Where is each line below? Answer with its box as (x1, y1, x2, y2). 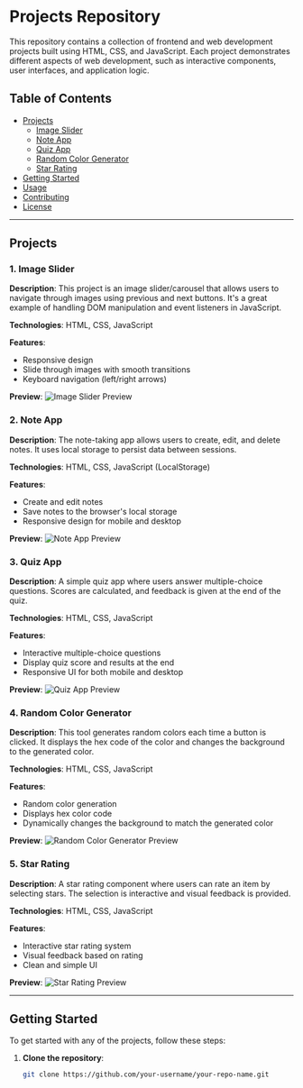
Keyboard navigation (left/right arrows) (22, 374, 167, 385)
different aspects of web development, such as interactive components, (9, 55, 277, 66)
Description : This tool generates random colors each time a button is (9, 727, 267, 738)
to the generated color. (9, 746, 95, 757)
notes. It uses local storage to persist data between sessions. (9, 443, 237, 454)
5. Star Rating (9, 858, 70, 871)
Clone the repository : (22, 1053, 105, 1064)
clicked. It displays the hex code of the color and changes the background (9, 736, 286, 747)
